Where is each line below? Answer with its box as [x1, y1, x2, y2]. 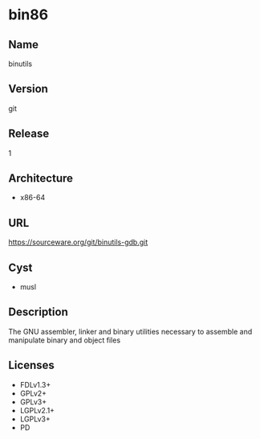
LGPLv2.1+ [19, 405, 55, 415]
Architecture [8, 171, 74, 186]
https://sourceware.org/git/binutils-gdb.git [8, 237, 148, 247]
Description [8, 306, 68, 319]
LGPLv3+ [19, 414, 51, 424]
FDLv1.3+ [19, 380, 51, 389]
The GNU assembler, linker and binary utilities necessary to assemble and [8, 326, 253, 336]
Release [8, 127, 50, 141]
